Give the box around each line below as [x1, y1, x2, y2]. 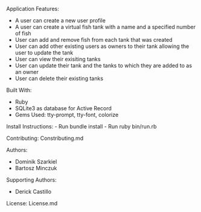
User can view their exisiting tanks [14, 56, 101, 62]
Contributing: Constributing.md [6, 134, 84, 142]
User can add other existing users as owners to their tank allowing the [14, 42, 190, 50]
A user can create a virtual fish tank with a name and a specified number [14, 24, 196, 30]
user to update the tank [14, 49, 74, 56]
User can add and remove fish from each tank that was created [14, 36, 173, 43]
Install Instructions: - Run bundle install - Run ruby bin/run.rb [6, 123, 157, 130]
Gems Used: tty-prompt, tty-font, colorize [14, 111, 119, 118]
